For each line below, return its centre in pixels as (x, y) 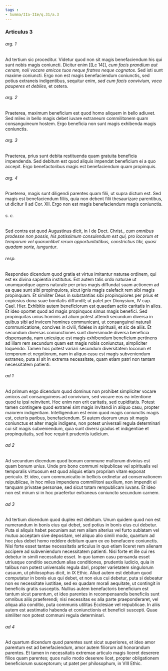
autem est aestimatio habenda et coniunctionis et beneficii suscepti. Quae (81, 610)
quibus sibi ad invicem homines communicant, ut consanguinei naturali (78, 322)
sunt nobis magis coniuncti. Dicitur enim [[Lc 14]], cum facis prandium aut (81, 65)
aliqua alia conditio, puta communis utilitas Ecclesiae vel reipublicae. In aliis (83, 605)
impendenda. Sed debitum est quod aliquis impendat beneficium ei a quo (80, 161)
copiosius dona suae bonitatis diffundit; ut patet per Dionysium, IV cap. (78, 300)
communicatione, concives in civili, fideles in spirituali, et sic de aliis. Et (78, 327)
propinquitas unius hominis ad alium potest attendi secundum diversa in (79, 316)
